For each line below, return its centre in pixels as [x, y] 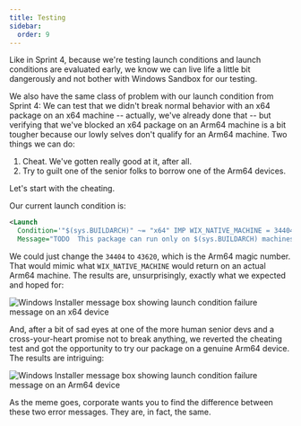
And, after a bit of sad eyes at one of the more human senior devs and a [142, 329]
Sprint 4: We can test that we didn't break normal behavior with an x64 [140, 106]
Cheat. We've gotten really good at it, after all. [107, 162]
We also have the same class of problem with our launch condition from [142, 96]
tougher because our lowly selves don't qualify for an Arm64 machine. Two [148, 135]
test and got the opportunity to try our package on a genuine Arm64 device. [149, 348]
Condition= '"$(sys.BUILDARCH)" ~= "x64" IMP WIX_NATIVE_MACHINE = [144, 231]
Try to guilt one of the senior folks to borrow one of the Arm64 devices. [154, 171]
